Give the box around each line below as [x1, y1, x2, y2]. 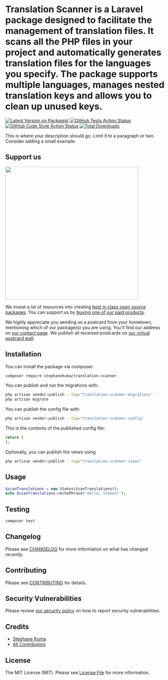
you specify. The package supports [5, 69, 158, 80]
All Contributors [12, 641, 46, 647]
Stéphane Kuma [12, 636, 46, 642]
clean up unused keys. [5, 101, 103, 112]
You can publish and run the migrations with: [5, 382, 99, 388]
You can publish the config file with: [5, 406, 80, 412]
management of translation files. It [5, 25, 154, 37]
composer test [5, 519, 36, 524]
